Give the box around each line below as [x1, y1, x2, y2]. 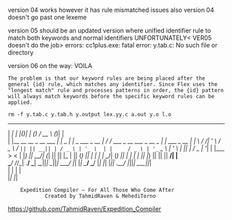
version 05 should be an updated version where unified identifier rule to [8, 27, 211, 34]
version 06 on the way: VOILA [8, 62, 92, 69]
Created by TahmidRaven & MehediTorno [44, 192, 156, 199]
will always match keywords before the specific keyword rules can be [8, 93, 215, 100]
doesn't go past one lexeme [8, 13, 87, 21]
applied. [8, 99, 33, 106]
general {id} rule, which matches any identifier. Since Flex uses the [8, 81, 218, 88]
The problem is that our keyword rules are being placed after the [8, 75, 206, 82]
